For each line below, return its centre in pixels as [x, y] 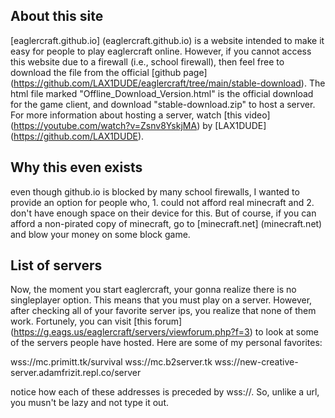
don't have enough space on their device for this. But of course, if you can [163, 213]
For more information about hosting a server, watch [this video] [140, 115]
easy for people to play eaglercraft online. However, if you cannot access [161, 51]
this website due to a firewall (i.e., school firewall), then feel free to [147, 61]
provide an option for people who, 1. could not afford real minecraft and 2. [162, 202]
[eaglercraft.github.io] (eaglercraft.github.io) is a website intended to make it [167, 40]
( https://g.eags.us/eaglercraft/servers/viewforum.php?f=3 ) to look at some [164, 332]
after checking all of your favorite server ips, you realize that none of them [163, 311]
